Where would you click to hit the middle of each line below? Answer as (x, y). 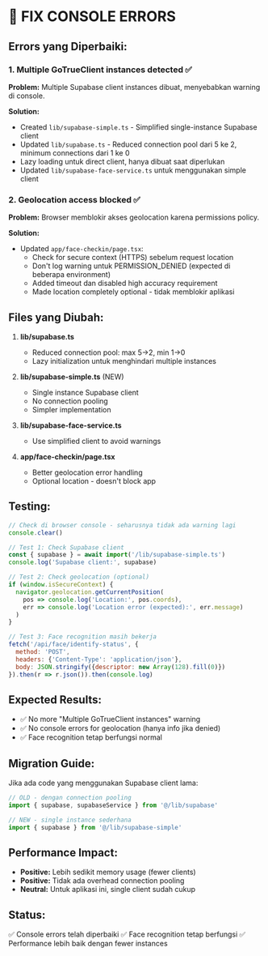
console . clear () (36, 533)
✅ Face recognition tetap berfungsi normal (91, 737)
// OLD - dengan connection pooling (70, 798)
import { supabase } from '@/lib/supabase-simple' (95, 827)
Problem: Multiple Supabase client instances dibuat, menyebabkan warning (134, 87)
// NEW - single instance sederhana (70, 820)
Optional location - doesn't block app (94, 480)
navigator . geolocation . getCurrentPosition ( (90, 592)
